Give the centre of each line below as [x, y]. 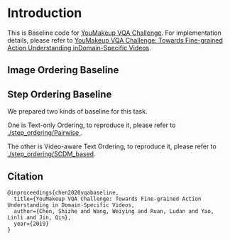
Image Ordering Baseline [63, 70]
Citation [26, 176]
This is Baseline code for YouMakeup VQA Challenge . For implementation [115, 33]
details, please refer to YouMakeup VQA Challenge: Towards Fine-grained [115, 40]
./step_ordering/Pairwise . [45, 133]
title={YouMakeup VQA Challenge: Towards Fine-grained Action [108, 199]
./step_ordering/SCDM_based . [51, 154]
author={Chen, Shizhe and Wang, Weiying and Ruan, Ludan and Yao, [114, 211]
